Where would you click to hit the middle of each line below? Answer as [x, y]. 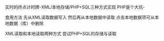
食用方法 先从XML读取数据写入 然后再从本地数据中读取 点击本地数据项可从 [80, 17]
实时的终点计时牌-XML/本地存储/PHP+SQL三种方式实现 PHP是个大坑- [75, 7]
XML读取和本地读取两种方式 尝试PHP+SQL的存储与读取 [61, 34]
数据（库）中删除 [26, 23]
